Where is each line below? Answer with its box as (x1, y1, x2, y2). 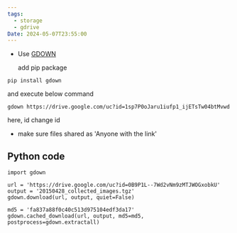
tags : (7, 10, 23, 18)
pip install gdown (7, 77, 62, 85)
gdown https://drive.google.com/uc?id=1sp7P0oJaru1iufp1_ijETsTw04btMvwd (7, 104, 231, 111)
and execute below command (7, 90, 94, 98)
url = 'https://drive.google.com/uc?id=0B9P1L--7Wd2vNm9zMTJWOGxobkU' (7, 182, 221, 189)
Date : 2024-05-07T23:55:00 (7, 30, 87, 38)
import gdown (7, 169, 46, 176)
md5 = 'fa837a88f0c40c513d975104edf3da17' (7, 207, 135, 214)
